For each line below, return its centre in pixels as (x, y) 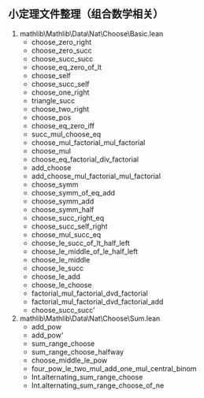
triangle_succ (53, 100)
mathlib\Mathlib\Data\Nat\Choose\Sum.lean (90, 318)
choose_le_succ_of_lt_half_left (80, 243)
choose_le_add (56, 276)
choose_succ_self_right (69, 226)
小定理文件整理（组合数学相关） (86, 14)
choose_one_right (60, 92)
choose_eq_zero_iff (63, 125)
